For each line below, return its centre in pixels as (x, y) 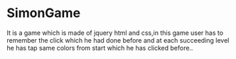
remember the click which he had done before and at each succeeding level (118, 40)
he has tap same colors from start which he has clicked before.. (100, 48)
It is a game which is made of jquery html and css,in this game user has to (115, 33)
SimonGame (44, 13)
